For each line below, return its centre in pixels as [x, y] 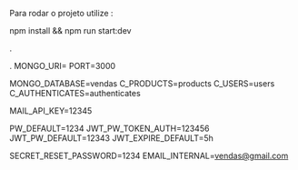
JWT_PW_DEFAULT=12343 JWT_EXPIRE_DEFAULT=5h [111, 138]
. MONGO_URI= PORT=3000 [63, 66]
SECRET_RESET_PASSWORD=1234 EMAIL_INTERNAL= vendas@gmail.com [149, 155]
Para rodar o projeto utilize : [61, 13]
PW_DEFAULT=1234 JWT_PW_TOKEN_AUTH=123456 [109, 128]
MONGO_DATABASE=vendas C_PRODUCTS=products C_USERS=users [142, 84]
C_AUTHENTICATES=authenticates [75, 93]
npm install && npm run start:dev [70, 30]
